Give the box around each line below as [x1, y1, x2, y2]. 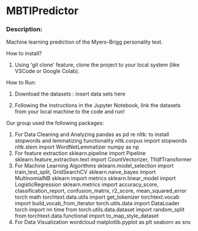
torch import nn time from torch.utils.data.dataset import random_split [14, 206, 185, 213]
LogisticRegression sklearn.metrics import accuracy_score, [14, 181, 159, 188]
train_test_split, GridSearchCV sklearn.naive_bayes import [14, 169, 156, 176]
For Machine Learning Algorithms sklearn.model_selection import [14, 162, 174, 169]
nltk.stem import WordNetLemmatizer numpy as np [14, 143, 139, 151]
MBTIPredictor [6, 4, 79, 18]
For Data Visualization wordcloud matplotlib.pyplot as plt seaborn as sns [14, 219, 191, 226]
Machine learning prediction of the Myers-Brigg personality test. [6, 38, 163, 45]
